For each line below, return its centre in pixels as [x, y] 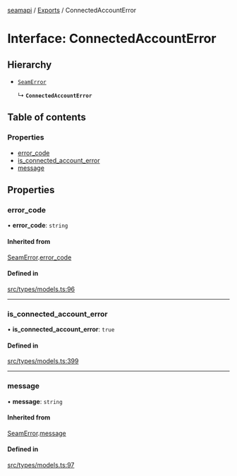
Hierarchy [30, 65]
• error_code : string [38, 226]
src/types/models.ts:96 [41, 289]
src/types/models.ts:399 [43, 361]
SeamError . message [37, 433]
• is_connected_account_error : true [61, 329]
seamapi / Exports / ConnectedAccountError [72, 10]
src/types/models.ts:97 [41, 465]
